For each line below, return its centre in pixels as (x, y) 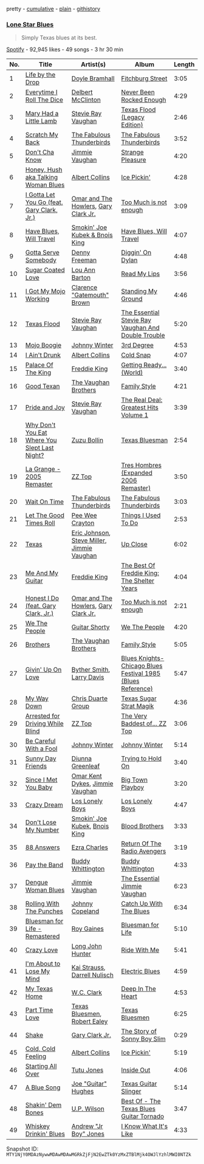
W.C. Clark (87, 993)
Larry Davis (88, 677)
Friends (36, 766)
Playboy (133, 788)
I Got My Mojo (45, 291)
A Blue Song (43, 1087)
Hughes (83, 1092)
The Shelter (138, 581)
